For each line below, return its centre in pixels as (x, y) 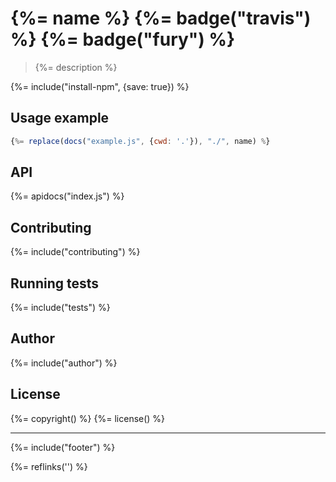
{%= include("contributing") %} (75, 252)
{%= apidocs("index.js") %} (67, 196)
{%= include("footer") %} (63, 447)
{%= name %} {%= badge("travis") (161, 18)
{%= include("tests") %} (60, 308)
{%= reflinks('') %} (49, 466)
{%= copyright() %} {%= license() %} (88, 418)
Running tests (55, 283)
